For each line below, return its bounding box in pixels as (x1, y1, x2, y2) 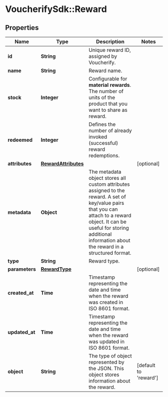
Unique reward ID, (88, 46, 131, 53)
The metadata (88, 168, 121, 175)
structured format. (88, 250, 131, 256)
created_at (7, 290, 34, 296)
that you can (88, 206, 118, 213)
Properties (5, 23, 39, 32)
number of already (88, 127, 132, 134)
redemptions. (88, 152, 120, 159)
